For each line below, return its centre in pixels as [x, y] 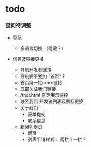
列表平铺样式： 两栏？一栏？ [57, 139]
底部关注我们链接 [38, 89]
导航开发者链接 [36, 70]
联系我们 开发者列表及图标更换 [52, 101]
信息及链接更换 [28, 59]
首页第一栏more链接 [41, 83]
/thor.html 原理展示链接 [44, 95]
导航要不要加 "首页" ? [42, 76]
